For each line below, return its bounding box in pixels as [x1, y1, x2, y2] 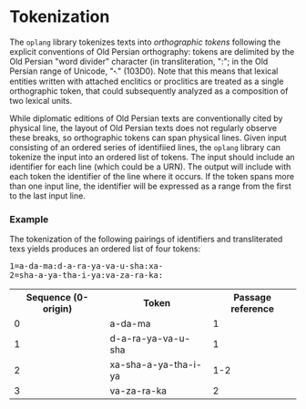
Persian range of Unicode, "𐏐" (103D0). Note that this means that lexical [9, 66, 279, 77]
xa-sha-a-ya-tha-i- [109, 358, 202, 371]
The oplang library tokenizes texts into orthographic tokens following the [9, 36, 280, 47]
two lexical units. [9, 95, 73, 106]
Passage [233, 291, 271, 304]
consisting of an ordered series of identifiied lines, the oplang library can [9, 141, 280, 152]
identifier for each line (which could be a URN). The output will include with [9, 161, 291, 172]
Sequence [25, 291, 71, 304]
